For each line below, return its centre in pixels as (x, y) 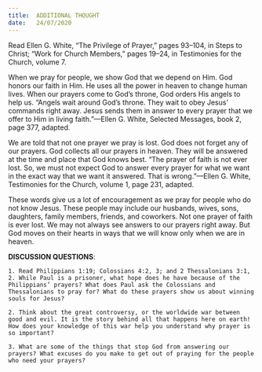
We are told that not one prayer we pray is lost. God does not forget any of (128, 142)
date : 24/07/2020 (40, 23)
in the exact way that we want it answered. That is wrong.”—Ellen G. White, (129, 176)
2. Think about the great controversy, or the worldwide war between (124, 312)
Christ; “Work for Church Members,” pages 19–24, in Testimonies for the (125, 53)
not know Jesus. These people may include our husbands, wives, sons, (124, 208)
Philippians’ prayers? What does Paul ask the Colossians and (112, 285)
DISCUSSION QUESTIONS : (52, 256)
